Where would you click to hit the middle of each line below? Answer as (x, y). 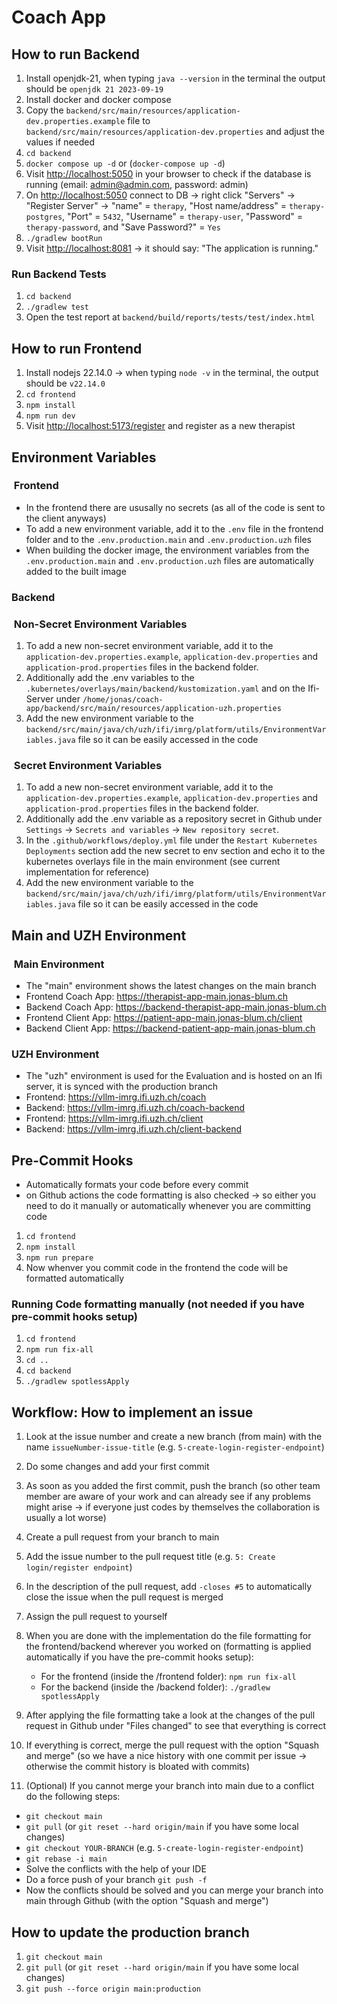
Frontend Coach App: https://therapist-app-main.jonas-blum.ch (156, 996)
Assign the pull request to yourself (96, 1617)
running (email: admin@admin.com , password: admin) (137, 184)
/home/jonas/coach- (123, 700)
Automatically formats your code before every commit (137, 1185)
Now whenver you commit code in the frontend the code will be (157, 1268)
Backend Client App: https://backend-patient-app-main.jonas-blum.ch (170, 1028)
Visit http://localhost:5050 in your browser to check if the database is (168, 174)
